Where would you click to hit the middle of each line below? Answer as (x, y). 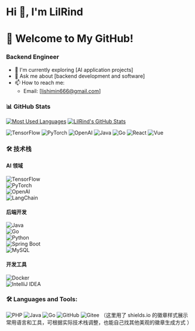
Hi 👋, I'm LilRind (45, 12)
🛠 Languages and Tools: (42, 299)
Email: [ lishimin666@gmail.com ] (62, 91)
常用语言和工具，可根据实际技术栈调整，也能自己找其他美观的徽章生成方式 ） (99, 322)
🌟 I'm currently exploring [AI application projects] (74, 70)
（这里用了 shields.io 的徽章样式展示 (144, 315)
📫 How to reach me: (40, 82)
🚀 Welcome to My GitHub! (70, 39)
